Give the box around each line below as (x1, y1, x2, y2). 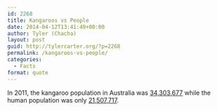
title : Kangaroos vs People (7, 17, 90, 24)
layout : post (7, 37, 46, 44)
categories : (7, 56, 42, 63)
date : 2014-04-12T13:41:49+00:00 (7, 23, 105, 30)
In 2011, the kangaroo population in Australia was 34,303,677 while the (7, 89, 211, 97)
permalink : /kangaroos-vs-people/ (7, 50, 109, 57)
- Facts (13, 63, 36, 70)
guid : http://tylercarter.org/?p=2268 (7, 43, 121, 50)
